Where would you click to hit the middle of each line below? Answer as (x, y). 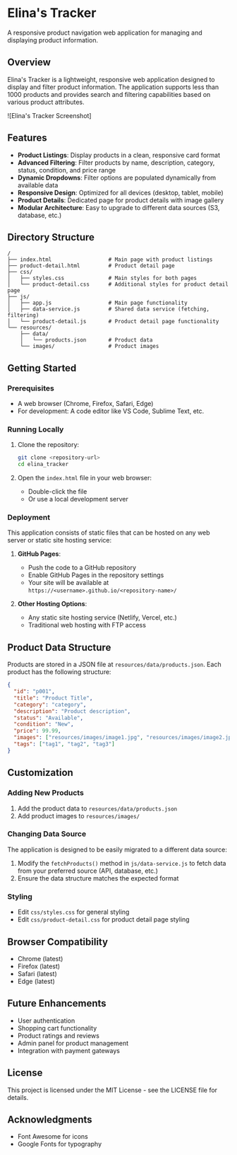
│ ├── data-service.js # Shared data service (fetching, (109, 309)
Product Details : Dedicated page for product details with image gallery (121, 200)
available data (38, 185)
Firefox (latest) (39, 966)
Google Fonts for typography (60, 1144)
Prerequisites (31, 388)
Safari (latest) (37, 973)
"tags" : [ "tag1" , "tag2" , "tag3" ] (64, 744)
